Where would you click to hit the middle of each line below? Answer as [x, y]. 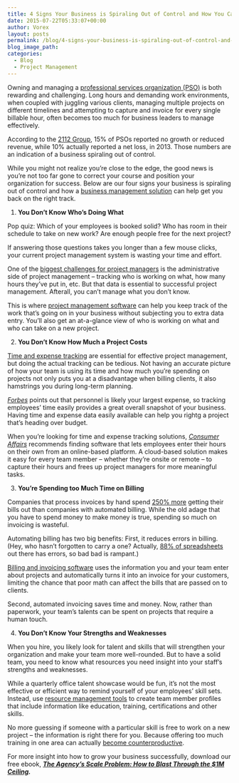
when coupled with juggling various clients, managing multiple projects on [116, 102]
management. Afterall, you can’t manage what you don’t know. [99, 291]
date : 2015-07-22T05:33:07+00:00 [57, 21]
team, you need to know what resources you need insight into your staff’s [115, 662]
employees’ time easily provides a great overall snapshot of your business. [117, 407]
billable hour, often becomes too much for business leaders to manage [111, 118]
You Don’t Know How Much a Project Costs [83, 342]
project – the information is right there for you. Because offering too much [116, 735]
